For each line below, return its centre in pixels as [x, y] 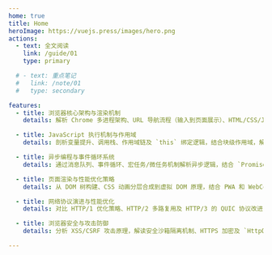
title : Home [28, 23]
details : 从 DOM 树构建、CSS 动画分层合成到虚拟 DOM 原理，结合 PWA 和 [134, 187]
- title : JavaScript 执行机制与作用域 [76, 135]
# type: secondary [50, 91]
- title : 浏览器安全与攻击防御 [62, 223]
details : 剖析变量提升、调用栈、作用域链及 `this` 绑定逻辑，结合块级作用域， [141, 142]
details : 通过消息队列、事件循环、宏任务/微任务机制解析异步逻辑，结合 [129, 164]
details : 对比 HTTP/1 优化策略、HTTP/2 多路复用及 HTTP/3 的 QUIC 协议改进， [146, 209]
